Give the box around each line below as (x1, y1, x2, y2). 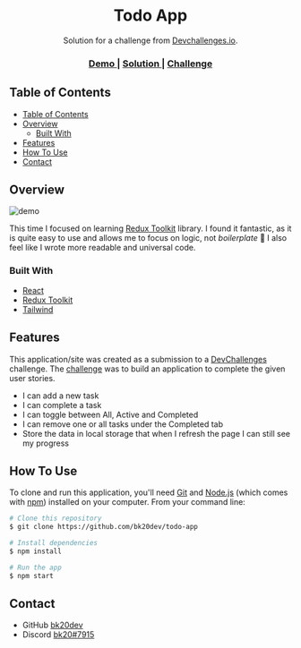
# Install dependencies (9, 539, 99, 548)
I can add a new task (21, 390, 99, 401)
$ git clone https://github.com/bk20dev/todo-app (9, 523, 199, 532)
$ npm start (9, 571, 54, 580)
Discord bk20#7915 (21, 629, 95, 640)
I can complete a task (21, 399, 102, 410)
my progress (21, 438, 70, 448)
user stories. (9, 372, 56, 383)
